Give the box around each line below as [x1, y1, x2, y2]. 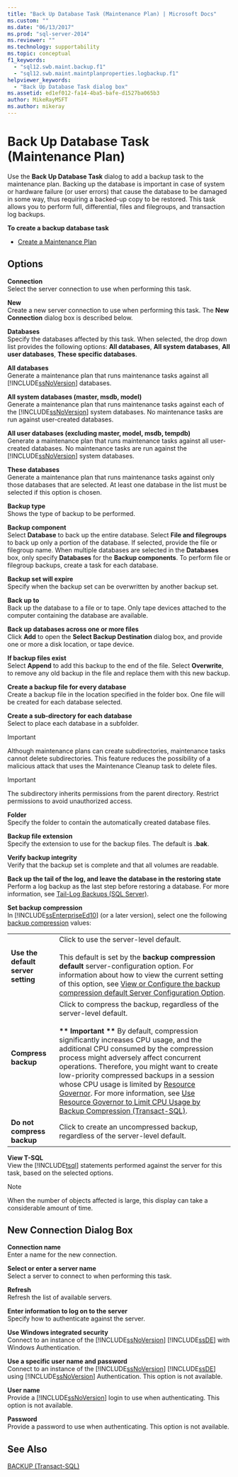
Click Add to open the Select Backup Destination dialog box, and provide [7, 632, 223, 640]
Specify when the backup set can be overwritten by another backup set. [7, 582, 219, 591]
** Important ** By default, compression [59, 1026, 198, 1036]
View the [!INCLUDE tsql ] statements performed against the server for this [7, 1161, 222, 1169]
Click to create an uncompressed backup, [59, 1122, 198, 1132]
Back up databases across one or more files [7, 625, 140, 633]
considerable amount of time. [7, 1203, 93, 1212]
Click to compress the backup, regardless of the [59, 999, 219, 1009]
